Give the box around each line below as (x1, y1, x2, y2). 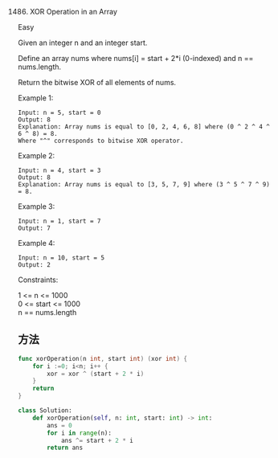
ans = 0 (47, 421, 72, 429)
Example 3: (18, 202, 55, 211)
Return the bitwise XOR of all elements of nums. (18, 78, 177, 87)
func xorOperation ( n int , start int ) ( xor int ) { (18, 354, 188, 362)
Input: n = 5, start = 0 (18, 108, 101, 117)
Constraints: (18, 275, 59, 284)
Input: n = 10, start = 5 (18, 254, 104, 262)
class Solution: (18, 407, 72, 415)
